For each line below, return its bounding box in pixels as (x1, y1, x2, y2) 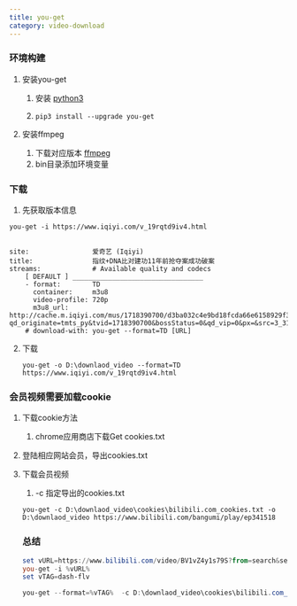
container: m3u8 (32, 288, 109, 297)
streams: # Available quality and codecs (9, 265, 212, 274)
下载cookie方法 (21, 413, 78, 423)
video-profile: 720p (32, 296, 109, 305)
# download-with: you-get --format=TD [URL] (25, 327, 192, 336)
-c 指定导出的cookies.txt (34, 488, 126, 499)
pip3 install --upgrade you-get (34, 112, 155, 120)
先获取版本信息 (21, 205, 77, 215)
